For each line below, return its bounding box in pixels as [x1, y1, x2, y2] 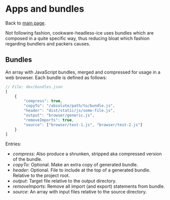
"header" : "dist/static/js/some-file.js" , [23, 108, 115, 113]
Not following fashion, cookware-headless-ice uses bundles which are [5, 30, 154, 36]
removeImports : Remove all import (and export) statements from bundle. [12, 183, 165, 189]
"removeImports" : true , [23, 117, 74, 122]
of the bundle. [12, 156, 42, 162]
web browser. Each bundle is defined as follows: [5, 74, 107, 81]
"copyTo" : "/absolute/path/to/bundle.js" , [23, 103, 115, 109]
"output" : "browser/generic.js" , [23, 113, 95, 118]
